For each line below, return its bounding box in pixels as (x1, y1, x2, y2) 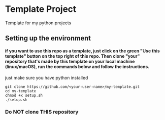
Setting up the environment (5, 34, 91, 42)
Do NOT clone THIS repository (5, 109, 79, 116)
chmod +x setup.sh (5, 93, 43, 98)
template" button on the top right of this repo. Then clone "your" (5, 53, 140, 59)
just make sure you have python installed (5, 75, 88, 80)
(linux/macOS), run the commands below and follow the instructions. (5, 63, 150, 70)
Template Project (5, 3, 76, 15)
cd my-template (5, 88, 36, 93)
